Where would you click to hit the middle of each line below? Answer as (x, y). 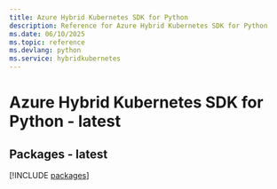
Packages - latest (59, 154)
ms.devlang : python (45, 51)
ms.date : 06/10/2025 (47, 34)
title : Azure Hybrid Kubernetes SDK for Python (99, 17)
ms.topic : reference (47, 42)
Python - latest (65, 122)
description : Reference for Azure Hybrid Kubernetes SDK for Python (138, 26)
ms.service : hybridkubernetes (65, 59)
